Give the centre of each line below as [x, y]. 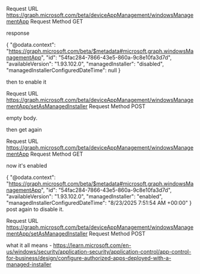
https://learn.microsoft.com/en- [92, 245]
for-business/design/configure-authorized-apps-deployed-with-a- [89, 258]
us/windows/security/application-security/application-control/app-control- [99, 251]
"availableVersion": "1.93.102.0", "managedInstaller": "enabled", [85, 196]
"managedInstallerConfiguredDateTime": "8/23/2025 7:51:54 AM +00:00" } [99, 203]
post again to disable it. [35, 209]
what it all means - [29, 245]
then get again [24, 129]
